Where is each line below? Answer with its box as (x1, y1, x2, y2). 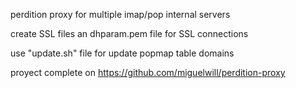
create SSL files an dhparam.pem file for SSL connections (10, 28, 249, 39)
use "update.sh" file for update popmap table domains (10, 47, 235, 59)
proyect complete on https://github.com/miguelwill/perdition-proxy (10, 67, 286, 78)
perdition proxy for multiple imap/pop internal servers (10, 9, 231, 20)
